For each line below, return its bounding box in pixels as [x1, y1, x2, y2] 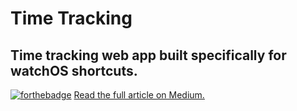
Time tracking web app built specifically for [10, 47, 287, 64]
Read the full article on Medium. [73, 89, 205, 101]
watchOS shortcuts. [10, 62, 138, 79]
